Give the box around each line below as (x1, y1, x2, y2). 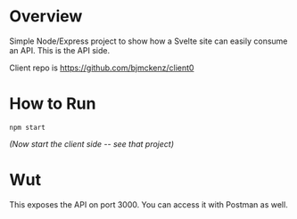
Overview (9, 6, 83, 27)
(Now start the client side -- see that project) (9, 138, 174, 149)
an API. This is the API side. (9, 45, 110, 55)
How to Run (9, 93, 96, 114)
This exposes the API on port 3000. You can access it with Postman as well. (9, 199, 288, 210)
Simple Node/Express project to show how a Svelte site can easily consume (9, 36, 288, 46)
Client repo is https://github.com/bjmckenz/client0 (9, 62, 194, 73)
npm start (9, 123, 46, 132)
